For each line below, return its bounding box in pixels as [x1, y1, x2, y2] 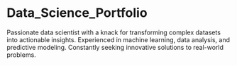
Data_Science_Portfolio [6, 5, 148, 21]
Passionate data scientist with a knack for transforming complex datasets [6, 28, 221, 37]
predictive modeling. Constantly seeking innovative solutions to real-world [6, 43, 224, 51]
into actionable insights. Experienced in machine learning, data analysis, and [6, 35, 231, 44]
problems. [6, 51, 36, 59]
